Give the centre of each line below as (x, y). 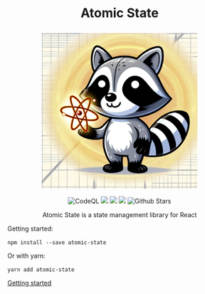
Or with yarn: (27, 256)
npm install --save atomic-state (57, 243)
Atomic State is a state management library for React (120, 215)
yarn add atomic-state (41, 270)
